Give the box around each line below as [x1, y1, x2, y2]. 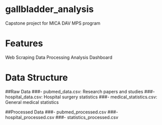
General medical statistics [5, 99, 59, 105]
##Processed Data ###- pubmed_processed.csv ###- [5, 109, 118, 115]
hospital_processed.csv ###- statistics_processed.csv [5, 114, 119, 120]
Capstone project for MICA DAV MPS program [5, 20, 101, 26]
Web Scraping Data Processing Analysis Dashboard [5, 54, 112, 60]
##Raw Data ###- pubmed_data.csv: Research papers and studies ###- [5, 88, 155, 94]
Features [5, 38, 43, 49]
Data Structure [5, 72, 68, 83]
